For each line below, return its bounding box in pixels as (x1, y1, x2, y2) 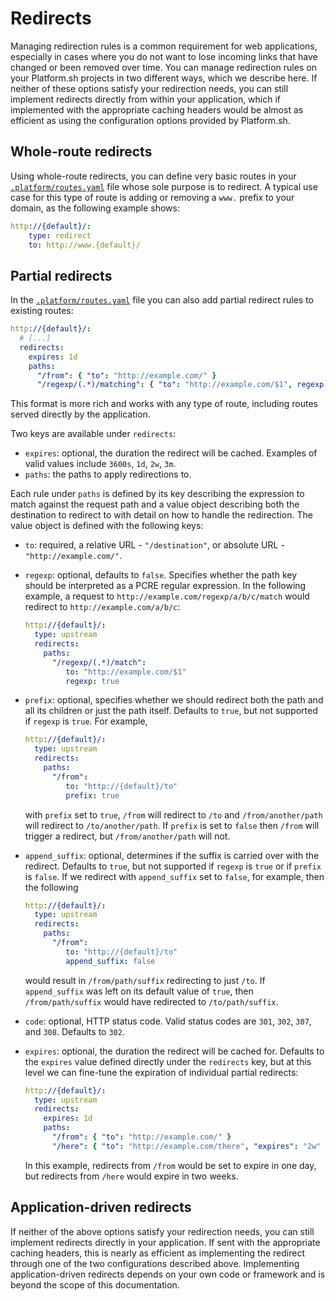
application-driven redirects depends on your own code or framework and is (10, 1268, 326, 1280)
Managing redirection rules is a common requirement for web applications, (10, 40, 318, 52)
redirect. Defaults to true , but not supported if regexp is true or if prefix (24, 860, 322, 872)
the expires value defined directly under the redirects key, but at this (24, 1055, 312, 1067)
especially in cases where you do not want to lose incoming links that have (10, 50, 318, 62)
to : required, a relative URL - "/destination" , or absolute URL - (24, 539, 285, 551)
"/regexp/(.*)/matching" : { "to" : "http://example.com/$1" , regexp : (36, 380, 329, 390)
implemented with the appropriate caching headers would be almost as (10, 103, 304, 116)
